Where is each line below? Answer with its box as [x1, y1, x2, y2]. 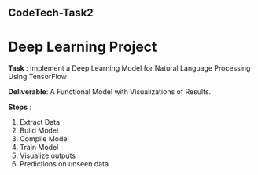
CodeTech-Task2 [8, 6, 94, 20]
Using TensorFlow [8, 72, 67, 82]
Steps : [8, 102, 32, 112]
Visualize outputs [19, 151, 76, 160]
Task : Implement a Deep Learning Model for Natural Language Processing [8, 64, 251, 73]
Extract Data [19, 118, 61, 127]
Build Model [19, 126, 59, 136]
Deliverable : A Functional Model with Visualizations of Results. [8, 87, 212, 97]
